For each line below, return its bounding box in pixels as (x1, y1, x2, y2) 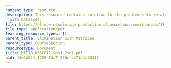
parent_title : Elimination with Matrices (5, 36, 95, 41)
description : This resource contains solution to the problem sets (5, 12, 152, 17)
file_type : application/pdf (5, 27, 65, 32)
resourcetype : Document (5, 46, 56, 51)
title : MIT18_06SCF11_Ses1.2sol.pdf (5, 50, 83, 55)
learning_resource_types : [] (5, 31, 67, 36)
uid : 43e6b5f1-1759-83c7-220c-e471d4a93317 (5, 55, 99, 60)
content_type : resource (5, 7, 56, 13)
